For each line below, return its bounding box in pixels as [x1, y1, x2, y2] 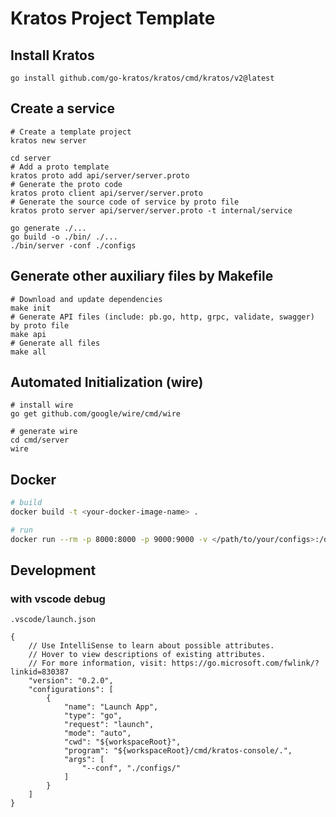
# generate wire [10, 427, 78, 437]
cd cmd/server [10, 435, 70, 446]
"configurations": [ [28, 685, 114, 695]
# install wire [10, 400, 74, 411]
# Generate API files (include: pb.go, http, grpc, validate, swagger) [10, 312, 315, 322]
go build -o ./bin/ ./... [10, 232, 118, 242]
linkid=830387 [10, 667, 70, 677]
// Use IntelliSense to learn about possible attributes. [28, 641, 275, 651]
